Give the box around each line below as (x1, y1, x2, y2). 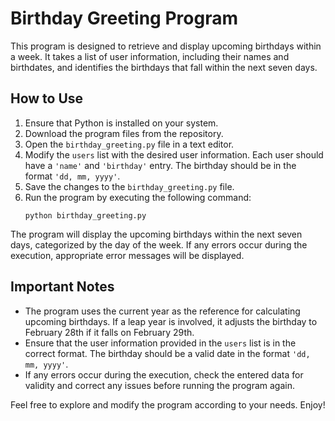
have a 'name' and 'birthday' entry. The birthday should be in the (24, 159, 297, 171)
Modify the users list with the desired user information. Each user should (24, 148, 324, 161)
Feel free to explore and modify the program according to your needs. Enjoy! (10, 398, 326, 411)
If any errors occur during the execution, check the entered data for (24, 368, 304, 381)
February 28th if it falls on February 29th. (24, 326, 195, 338)
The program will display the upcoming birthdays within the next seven (10, 228, 303, 240)
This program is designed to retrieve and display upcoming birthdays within (10, 40, 322, 52)
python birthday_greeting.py (24, 210, 147, 221)
